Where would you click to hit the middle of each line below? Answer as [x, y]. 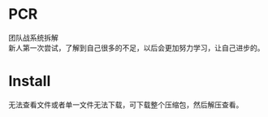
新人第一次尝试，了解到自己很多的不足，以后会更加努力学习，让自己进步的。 [136, 48]
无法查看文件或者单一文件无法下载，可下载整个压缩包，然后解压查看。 [126, 104]
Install [30, 81]
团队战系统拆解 [33, 37]
